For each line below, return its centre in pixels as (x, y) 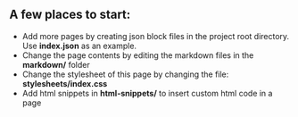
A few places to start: (70, 15)
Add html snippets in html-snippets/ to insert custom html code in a (147, 93)
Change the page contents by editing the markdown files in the (138, 55)
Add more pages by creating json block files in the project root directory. (156, 36)
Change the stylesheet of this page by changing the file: (125, 74)
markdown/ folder (56, 64)
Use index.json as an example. (79, 46)
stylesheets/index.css (65, 83)
